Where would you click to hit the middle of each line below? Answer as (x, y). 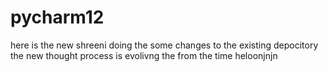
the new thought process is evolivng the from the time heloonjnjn (144, 55)
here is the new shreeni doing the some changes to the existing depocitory (164, 45)
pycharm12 (57, 17)
